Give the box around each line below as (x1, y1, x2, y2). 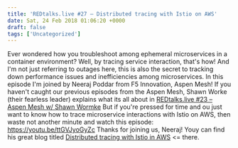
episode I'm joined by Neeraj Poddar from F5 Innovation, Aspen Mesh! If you (7, 80, 232, 89)
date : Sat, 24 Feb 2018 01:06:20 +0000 (7, 17, 126, 24)
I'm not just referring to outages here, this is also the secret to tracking (7, 65, 214, 73)
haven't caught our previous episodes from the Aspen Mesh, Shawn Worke (7, 88, 227, 96)
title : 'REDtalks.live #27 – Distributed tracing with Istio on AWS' (7, 10, 218, 18)
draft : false (7, 23, 46, 31)
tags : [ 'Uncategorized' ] (7, 30, 81, 38)
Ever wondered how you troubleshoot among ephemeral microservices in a (7, 50, 227, 58)
